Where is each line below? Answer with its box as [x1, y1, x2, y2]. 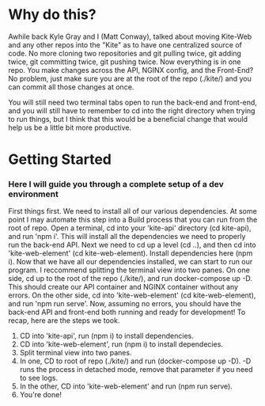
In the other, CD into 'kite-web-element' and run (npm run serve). [19, 381, 233, 391]
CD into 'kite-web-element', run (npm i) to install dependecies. [19, 340, 224, 349]
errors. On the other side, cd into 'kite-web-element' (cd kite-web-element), [8, 290, 256, 300]
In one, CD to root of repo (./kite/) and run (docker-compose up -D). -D [19, 356, 252, 366]
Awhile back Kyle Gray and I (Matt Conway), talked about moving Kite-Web [8, 32, 252, 41]
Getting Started [8, 150, 112, 169]
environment [8, 188, 59, 199]
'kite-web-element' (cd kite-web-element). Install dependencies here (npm [8, 249, 253, 258]
